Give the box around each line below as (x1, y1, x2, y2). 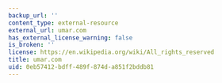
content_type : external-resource (8, 19, 119, 27)
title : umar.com (8, 56, 62, 64)
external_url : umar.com (8, 26, 87, 34)
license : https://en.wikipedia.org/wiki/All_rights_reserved (8, 48, 215, 56)
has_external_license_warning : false (8, 33, 133, 42)
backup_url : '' (8, 11, 59, 20)
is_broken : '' (8, 41, 55, 49)
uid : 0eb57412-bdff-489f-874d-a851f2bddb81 (8, 63, 155, 71)
